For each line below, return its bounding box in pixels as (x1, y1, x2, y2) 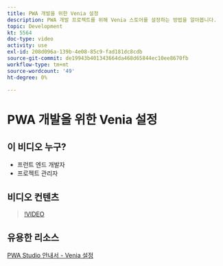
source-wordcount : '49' (7, 67, 75, 74)
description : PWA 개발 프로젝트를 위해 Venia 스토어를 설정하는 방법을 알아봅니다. (7, 16, 218, 23)
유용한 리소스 (7, 232, 60, 243)
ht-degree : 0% (7, 74, 48, 81)
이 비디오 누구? (7, 141, 67, 153)
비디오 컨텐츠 (7, 191, 60, 203)
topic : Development (7, 23, 63, 30)
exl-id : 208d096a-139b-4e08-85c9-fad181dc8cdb (7, 49, 143, 56)
